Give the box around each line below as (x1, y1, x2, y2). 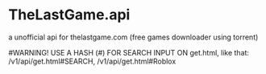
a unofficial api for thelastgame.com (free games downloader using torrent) (8, 32, 259, 42)
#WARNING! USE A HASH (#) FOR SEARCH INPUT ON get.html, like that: (8, 47, 250, 57)
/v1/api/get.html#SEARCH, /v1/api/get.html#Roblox (8, 56, 177, 66)
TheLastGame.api (8, 6, 131, 24)
